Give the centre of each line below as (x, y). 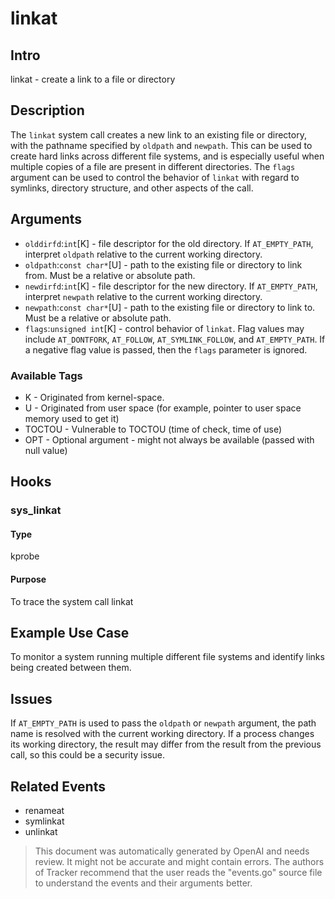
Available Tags (46, 375)
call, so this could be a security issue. (88, 755)
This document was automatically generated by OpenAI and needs (172, 851)
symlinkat (44, 821)
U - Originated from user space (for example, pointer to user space (163, 408)
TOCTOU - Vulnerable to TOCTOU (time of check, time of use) (153, 429)
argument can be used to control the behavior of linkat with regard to (155, 177)
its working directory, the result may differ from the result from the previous (166, 744)
